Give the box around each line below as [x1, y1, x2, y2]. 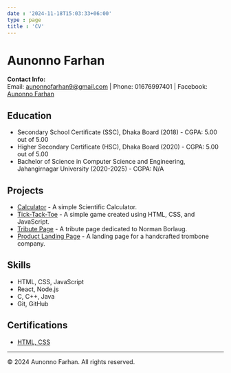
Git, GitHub [16, 299, 49, 308]
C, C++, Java [16, 292, 55, 300]
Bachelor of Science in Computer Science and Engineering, [16, 158, 186, 166]
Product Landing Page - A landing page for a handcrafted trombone [16, 232, 210, 240]
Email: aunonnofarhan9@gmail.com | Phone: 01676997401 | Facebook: [7, 83, 208, 91]
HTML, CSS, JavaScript [16, 277, 85, 286]
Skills [7, 259, 31, 271]
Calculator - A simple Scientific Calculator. [16, 202, 137, 211]
